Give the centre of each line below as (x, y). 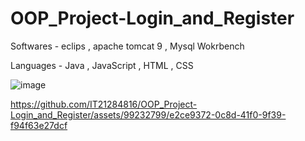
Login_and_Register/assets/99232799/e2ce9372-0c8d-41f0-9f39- (148, 114)
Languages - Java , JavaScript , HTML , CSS (102, 65)
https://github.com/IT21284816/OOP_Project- (104, 104)
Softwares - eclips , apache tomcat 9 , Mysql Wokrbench (127, 46)
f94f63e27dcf (39, 125)
